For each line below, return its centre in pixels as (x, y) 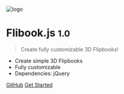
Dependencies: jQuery (42, 73)
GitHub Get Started (29, 85)
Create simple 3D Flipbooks (49, 61)
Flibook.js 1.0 (38, 33)
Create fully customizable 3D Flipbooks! (69, 49)
